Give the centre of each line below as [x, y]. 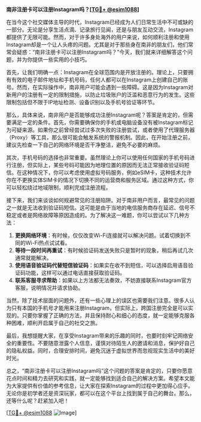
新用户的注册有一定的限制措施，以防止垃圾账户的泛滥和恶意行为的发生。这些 [100, 95]
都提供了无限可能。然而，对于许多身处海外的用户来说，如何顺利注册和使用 [98, 37]
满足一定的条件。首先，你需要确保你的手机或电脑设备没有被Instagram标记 [102, 122]
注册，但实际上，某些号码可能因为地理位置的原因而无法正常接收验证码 [98, 165]
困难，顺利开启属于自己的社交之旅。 [56, 323]
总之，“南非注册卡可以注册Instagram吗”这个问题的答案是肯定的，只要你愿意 [100, 371]
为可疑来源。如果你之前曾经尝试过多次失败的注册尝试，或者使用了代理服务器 [100, 130]
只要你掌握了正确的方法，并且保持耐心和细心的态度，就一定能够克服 [106, 315]
